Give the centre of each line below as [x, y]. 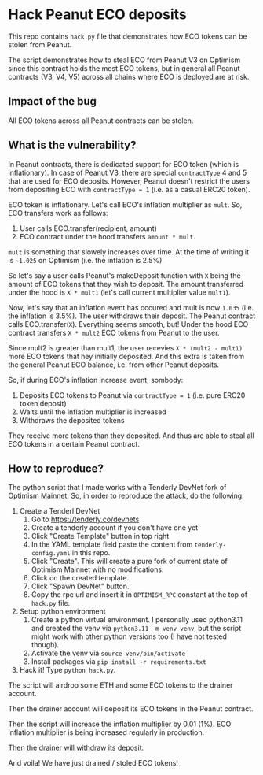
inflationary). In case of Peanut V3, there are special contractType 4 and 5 [128, 172]
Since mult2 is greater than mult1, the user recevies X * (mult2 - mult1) [126, 347]
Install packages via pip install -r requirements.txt [119, 662]
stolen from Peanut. [40, 44]
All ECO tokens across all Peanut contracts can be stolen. [101, 121]
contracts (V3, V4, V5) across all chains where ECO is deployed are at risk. [129, 76]
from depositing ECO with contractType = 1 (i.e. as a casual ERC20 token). [129, 189]
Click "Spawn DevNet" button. [80, 586]
